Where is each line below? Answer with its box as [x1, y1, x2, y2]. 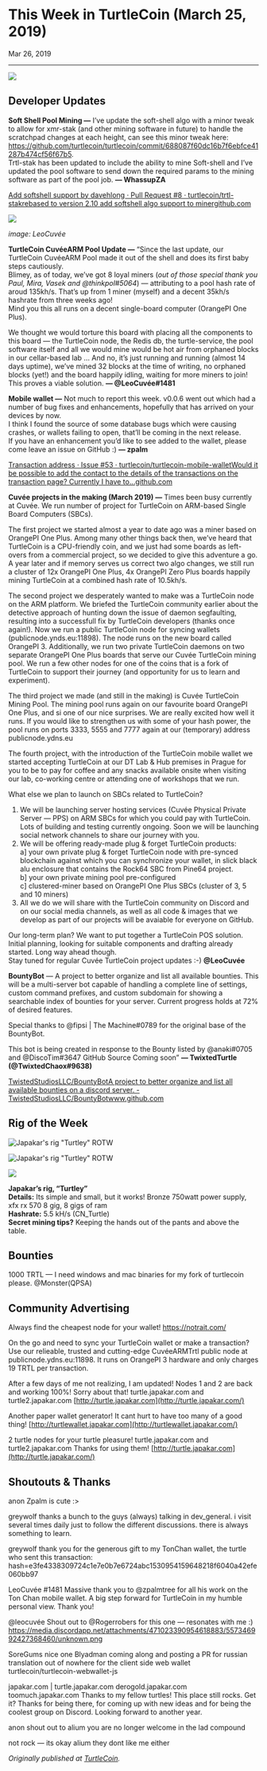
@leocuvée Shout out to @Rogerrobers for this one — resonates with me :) [8, 1617, 253, 1626]
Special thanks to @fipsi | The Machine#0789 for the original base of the [8, 1020, 246, 1030]
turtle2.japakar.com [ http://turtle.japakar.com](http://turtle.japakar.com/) [8, 1396, 245, 1405]
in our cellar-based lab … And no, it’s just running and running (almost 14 [8, 353, 246, 362]
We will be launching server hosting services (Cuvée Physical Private [19, 804, 246, 814]
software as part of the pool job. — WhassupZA [8, 174, 166, 184]
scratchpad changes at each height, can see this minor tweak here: [8, 132, 229, 142]
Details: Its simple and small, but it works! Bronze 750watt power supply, [8, 1192, 247, 1202]
